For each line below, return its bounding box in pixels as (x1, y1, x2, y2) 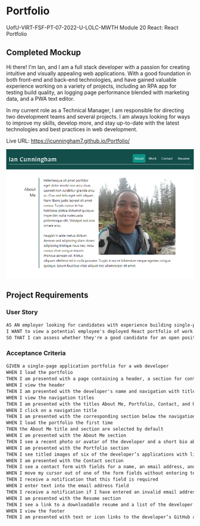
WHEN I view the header (6, 382, 65, 388)
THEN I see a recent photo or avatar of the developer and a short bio (6, 438, 187, 445)
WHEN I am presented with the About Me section (6, 432, 127, 438)
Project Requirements (6, 290, 89, 301)
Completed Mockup (6, 48, 82, 58)
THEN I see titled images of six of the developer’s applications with (6, 451, 187, 457)
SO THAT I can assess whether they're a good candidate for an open (6, 335, 180, 341)
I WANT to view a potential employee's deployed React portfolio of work (6, 329, 193, 335)
